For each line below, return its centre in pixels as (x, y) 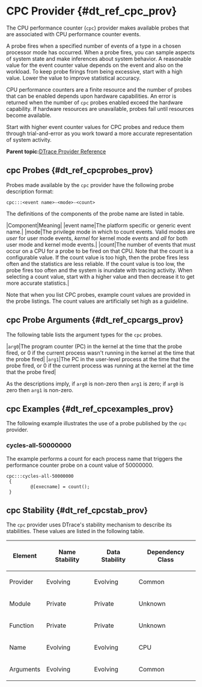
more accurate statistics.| (38, 283)
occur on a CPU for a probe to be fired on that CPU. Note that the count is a (100, 251)
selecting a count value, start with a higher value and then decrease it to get (100, 276)
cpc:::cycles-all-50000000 (40, 476)
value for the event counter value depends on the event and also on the (95, 65)
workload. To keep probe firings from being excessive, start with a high (94, 71)
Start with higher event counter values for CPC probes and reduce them (95, 127)
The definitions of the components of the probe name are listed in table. (95, 214)
